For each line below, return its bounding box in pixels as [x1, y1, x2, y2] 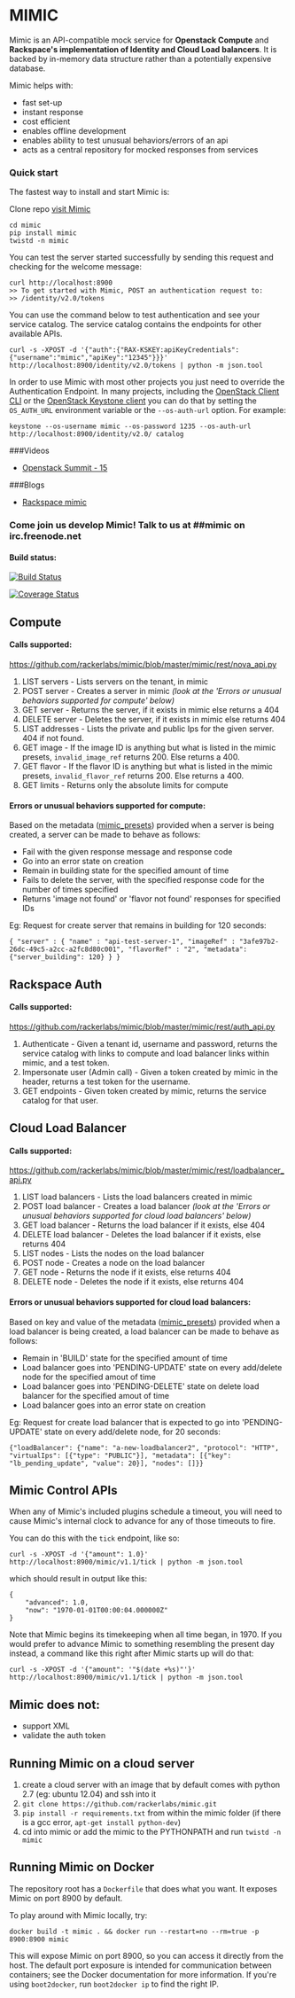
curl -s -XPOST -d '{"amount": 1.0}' [9, 1550, 149, 1559]
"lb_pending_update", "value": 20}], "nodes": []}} [9, 1459, 204, 1468]
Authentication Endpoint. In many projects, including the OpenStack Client [9, 386, 280, 397]
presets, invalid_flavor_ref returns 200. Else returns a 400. [21, 770, 245, 781]
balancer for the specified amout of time [21, 1390, 170, 1401]
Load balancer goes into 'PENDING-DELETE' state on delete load [21, 1380, 260, 1392]
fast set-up [21, 97, 63, 107]
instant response [21, 106, 84, 117]
